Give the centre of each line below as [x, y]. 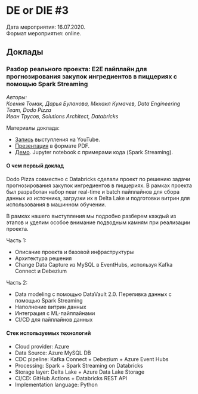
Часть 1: [16, 240]
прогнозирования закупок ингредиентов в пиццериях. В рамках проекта [99, 185]
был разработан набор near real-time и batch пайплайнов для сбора [93, 191]
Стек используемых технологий [49, 333]
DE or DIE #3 [38, 10]
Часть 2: [17, 282]
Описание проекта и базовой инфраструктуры [74, 252]
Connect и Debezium [41, 271]
